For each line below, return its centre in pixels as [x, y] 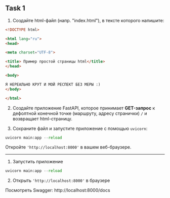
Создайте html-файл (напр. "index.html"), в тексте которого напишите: [88, 20]
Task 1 [15, 8]
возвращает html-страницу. [42, 118]
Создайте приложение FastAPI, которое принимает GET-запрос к [84, 108]
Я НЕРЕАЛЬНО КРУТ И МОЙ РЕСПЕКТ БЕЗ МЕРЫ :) [53, 84]
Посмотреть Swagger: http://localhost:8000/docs [58, 190]
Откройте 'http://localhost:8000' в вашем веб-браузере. [68, 147]
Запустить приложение [38, 162]
